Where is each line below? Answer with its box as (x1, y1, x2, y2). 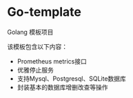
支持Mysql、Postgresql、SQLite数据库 (17, 74, 126, 83)
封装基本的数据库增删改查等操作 (17, 83, 108, 91)
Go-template (7, 4, 81, 20)
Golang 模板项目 (7, 28, 54, 36)
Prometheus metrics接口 (17, 57, 88, 66)
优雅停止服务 (17, 66, 54, 74)
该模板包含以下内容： (7, 42, 68, 50)
